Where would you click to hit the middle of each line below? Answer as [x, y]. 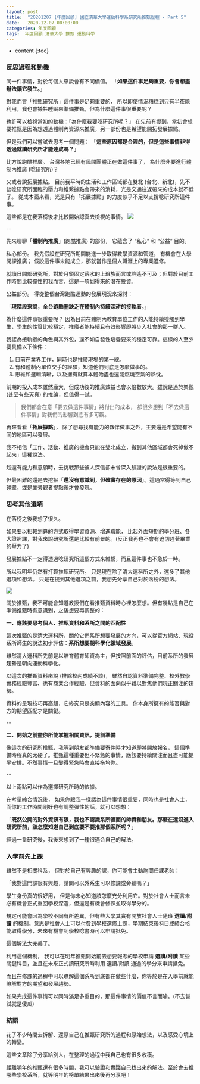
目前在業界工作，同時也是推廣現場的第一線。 [70, 359]
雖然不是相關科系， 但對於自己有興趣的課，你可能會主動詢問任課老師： [93, 871]
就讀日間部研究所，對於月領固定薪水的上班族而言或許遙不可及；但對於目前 [97, 274]
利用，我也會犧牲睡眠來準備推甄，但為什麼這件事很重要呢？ [79, 109]
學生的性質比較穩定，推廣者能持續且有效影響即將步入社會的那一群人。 [102, 327]
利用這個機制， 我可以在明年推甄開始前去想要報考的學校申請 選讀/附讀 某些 [98, 956]
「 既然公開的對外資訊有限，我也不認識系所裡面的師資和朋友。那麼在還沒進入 [100, 819]
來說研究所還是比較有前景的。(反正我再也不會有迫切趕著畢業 [117, 538]
